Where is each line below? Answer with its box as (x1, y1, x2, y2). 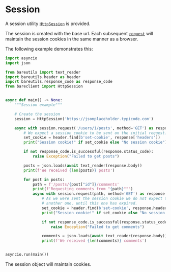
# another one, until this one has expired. (41, 201, 138, 206)
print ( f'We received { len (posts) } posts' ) (23, 168, 115, 173)
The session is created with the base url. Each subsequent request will (5, 30, 154, 36)
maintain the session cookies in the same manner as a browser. (5, 36, 138, 42)
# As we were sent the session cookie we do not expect (41, 196, 163, 201)
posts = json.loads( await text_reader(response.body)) (23, 163, 142, 168)
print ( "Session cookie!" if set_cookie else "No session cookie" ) (23, 140, 167, 145)
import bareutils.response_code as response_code (5, 79, 113, 84)
